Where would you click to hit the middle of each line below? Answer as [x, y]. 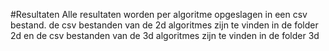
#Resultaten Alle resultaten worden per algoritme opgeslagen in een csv [159, 14]
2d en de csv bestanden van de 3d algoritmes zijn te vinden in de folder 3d [165, 35]
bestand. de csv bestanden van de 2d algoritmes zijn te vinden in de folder [164, 25]
